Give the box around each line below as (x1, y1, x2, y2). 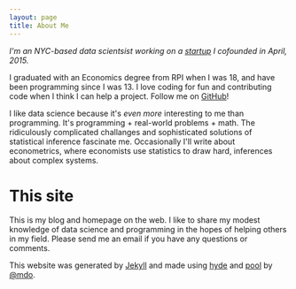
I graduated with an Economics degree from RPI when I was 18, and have (9, 72, 276, 82)
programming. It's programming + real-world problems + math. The (9, 117, 255, 128)
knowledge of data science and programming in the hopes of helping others (9, 224, 287, 235)
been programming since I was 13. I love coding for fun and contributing (9, 81, 272, 92)
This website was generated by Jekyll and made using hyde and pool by (9, 260, 273, 270)
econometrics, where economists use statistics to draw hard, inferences (9, 145, 273, 156)
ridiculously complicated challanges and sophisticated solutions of (9, 126, 253, 137)
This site (9, 186, 74, 206)
